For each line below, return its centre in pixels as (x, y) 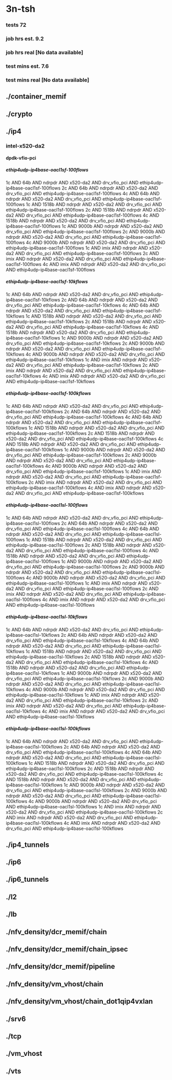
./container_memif (36, 97)
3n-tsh (20, 9)
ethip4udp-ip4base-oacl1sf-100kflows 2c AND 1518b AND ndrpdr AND (80, 433)
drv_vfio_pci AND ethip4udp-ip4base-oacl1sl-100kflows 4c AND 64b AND (84, 752)
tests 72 (16, 25)
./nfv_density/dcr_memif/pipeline (60, 967)
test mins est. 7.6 (27, 66)
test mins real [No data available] (48, 80)
